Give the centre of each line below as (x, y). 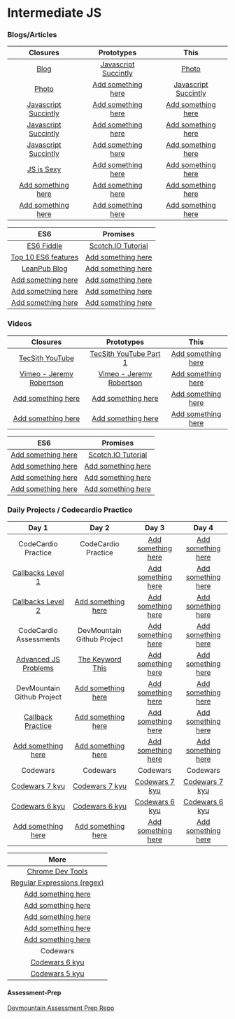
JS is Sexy (44, 169)
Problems (38, 668)
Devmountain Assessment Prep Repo (61, 1008)
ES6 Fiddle (45, 246)
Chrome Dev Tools (57, 871)
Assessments (38, 639)
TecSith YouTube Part (125, 353)
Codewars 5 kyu (57, 974)
